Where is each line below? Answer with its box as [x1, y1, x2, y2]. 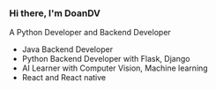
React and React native [21, 72, 107, 83]
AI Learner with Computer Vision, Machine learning [21, 63, 209, 73]
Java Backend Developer [21, 44, 113, 55]
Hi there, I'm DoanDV [9, 7, 101, 19]
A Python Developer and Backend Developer [9, 27, 172, 38]
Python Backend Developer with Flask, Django [21, 54, 190, 64]
